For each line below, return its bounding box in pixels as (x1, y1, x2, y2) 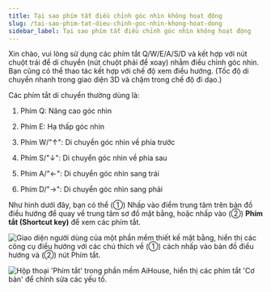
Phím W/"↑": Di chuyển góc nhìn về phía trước (19, 138, 176, 147)
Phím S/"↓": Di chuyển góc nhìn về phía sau (19, 153, 167, 163)
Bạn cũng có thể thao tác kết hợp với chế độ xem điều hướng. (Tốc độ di (8, 66, 249, 76)
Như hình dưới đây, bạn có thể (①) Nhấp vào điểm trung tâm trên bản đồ (8, 200, 253, 210)
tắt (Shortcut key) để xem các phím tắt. (8, 218, 142, 227)
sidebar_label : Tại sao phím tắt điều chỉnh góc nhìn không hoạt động (8, 27, 252, 35)
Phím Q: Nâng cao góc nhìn (19, 106, 112, 116)
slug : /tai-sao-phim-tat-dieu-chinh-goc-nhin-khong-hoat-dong (8, 19, 222, 28)
